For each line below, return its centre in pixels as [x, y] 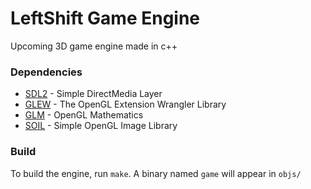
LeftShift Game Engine [105, 18]
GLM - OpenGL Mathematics [84, 115]
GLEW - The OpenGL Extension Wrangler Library [125, 104]
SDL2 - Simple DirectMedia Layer [93, 94]
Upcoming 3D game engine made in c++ [94, 46]
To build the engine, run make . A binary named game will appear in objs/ [156, 173]
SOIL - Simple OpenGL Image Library [101, 126]
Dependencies [46, 72]
